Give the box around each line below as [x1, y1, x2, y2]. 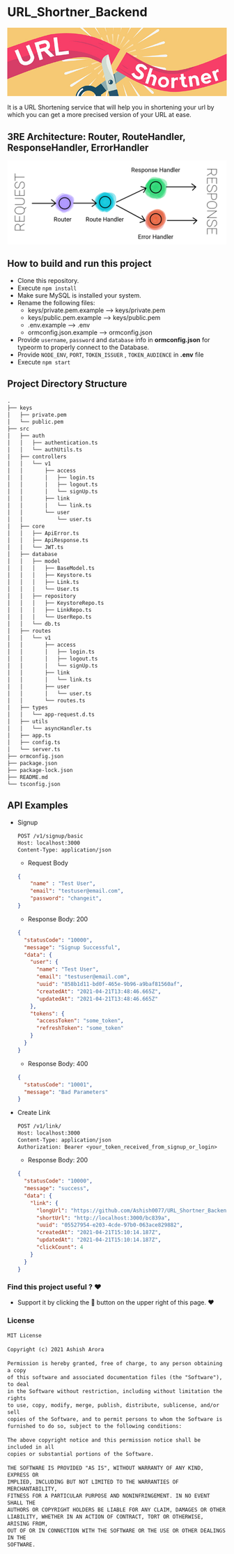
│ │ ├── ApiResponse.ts [7, 537, 89, 544]
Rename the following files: [17, 298, 95, 307]
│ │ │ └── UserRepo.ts [7, 613, 92, 620]
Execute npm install [17, 284, 77, 292]
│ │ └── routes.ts [7, 697, 86, 704]
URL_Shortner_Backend [7, 4, 148, 20]
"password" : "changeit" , [30, 895, 102, 902]
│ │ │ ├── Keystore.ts [7, 571, 92, 578]
